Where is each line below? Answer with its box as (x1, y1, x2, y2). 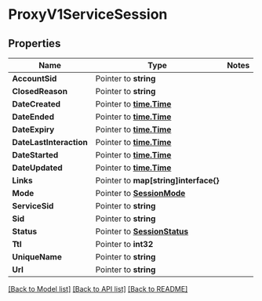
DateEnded (12, 111, 55, 122)
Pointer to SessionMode (95, 188, 186, 198)
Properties (8, 37, 61, 50)
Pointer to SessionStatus (95, 226, 189, 237)
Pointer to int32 (95, 239, 154, 249)
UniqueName (12, 252, 63, 262)
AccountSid (12, 73, 57, 84)
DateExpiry (12, 124, 55, 135)
